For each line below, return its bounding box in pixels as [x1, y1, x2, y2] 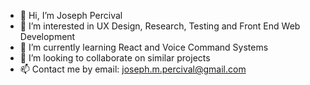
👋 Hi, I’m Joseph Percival [19, 10, 123, 21]
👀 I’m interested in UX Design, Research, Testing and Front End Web [19, 20, 301, 32]
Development [19, 31, 76, 42]
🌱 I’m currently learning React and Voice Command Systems [19, 41, 269, 53]
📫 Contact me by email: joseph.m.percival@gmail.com [19, 63, 247, 75]
